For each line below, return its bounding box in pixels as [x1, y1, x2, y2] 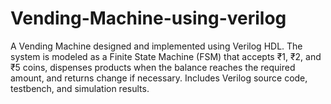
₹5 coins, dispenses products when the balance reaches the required [10, 61, 296, 73]
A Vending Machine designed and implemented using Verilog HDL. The [10, 40, 303, 52]
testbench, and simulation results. [10, 82, 150, 94]
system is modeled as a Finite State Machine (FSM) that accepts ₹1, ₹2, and [10, 50, 322, 62]
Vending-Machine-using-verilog [10, 7, 287, 30]
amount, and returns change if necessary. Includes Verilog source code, [10, 72, 308, 84]
